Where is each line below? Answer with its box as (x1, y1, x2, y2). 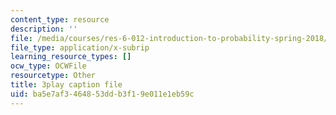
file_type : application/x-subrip (10, 42, 150, 53)
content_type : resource (10, 14, 110, 25)
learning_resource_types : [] (10, 52, 132, 62)
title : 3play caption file (10, 80, 123, 90)
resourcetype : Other (10, 71, 97, 81)
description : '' (10, 24, 78, 34)
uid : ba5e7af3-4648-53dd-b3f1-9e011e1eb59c (10, 89, 195, 99)
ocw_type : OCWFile (10, 61, 87, 71)
